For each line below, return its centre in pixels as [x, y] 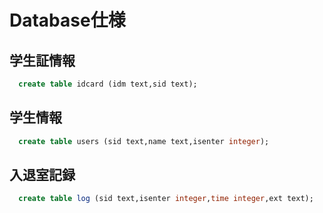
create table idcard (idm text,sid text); [108, 84]
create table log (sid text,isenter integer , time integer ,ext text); [166, 199]
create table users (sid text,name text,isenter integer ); [144, 141]
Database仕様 [67, 20]
